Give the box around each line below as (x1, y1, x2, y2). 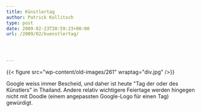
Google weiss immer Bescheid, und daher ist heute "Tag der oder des (6, 80, 179, 87)
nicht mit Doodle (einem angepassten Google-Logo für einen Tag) (6, 93, 169, 100)
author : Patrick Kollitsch (6, 14, 74, 20)
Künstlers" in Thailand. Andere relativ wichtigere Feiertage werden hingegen (6, 86, 195, 93)
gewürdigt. (6, 99, 33, 107)
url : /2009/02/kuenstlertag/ (6, 31, 79, 37)
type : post (6, 20, 34, 26)
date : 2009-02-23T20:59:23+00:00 (6, 25, 90, 32)
